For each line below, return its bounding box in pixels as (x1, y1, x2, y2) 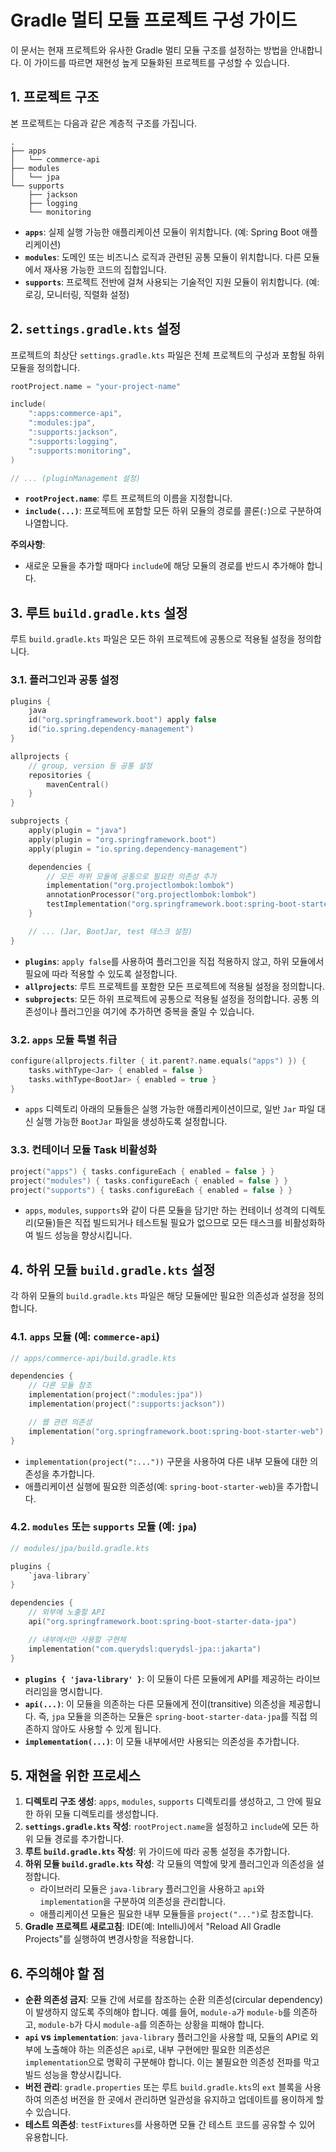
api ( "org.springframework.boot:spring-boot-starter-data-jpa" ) (28, 1617, 298, 1627)
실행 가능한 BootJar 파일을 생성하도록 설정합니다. (35, 1116, 228, 1128)
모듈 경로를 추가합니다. (35, 1833, 125, 1845)
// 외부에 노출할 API (28, 1607, 106, 1618)
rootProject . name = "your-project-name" (10, 381, 182, 391)
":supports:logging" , (28, 436, 118, 446)
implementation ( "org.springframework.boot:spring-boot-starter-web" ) (28, 1426, 325, 1436)
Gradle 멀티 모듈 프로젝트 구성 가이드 (10, 9, 298, 32)
